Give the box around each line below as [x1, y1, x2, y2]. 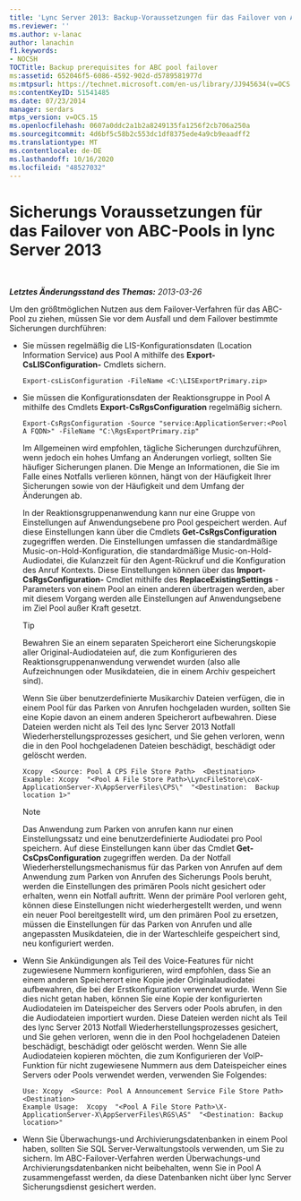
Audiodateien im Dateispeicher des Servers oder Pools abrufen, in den [21, 1003, 283, 1014]
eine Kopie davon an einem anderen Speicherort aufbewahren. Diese [21, 712, 278, 723]
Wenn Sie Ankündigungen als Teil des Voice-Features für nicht [21, 956, 254, 966]
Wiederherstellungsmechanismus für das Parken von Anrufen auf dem [21, 862, 283, 873]
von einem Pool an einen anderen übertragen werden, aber [66, 584, 285, 595]
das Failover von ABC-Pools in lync [9, 220, 276, 241]
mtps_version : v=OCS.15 [9, 113, 99, 122]
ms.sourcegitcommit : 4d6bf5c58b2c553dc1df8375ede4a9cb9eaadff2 [9, 130, 251, 139]
